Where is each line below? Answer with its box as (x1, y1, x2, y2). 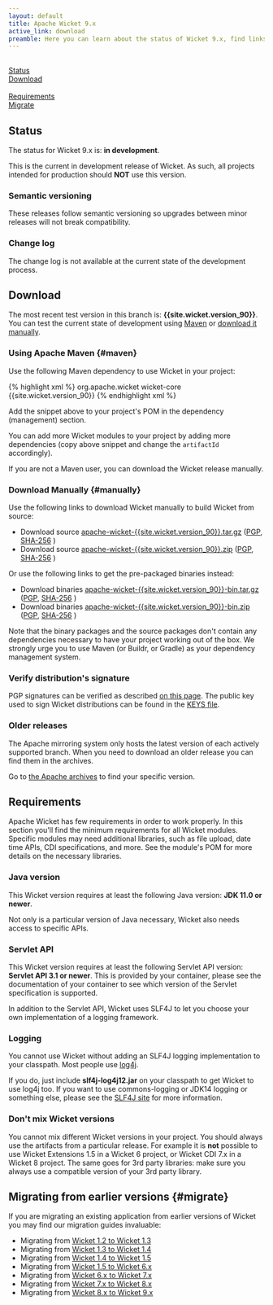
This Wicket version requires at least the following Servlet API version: (8, 962, 244, 972)
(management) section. (8, 414, 87, 424)
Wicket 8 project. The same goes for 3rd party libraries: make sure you (8, 1158, 246, 1167)
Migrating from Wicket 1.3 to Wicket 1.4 (19, 1245, 152, 1255)
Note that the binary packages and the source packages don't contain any (8, 626, 258, 636)
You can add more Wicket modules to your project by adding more (8, 431, 232, 440)
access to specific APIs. (8, 923, 89, 933)
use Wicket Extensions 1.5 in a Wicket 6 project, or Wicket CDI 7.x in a (8, 1149, 242, 1158)
